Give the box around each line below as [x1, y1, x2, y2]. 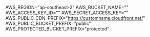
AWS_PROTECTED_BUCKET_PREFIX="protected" [5, 26, 110, 32]
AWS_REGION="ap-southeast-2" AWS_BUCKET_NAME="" [5, 5, 129, 10]
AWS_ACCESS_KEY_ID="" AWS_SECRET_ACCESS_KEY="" [5, 10, 129, 16]
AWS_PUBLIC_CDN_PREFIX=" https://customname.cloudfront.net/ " [5, 15, 145, 21]
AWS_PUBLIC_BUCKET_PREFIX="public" [5, 20, 91, 26]
